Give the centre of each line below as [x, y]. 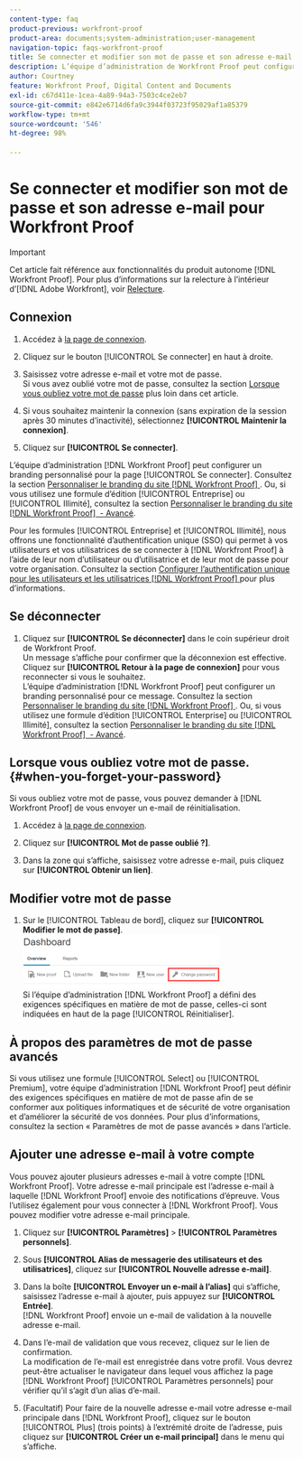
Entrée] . [38, 1305]
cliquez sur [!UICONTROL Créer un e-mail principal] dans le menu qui [153, 1436]
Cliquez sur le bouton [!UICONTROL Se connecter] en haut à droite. [147, 356]
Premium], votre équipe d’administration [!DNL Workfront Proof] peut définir [150, 1088]
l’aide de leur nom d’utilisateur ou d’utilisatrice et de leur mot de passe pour [149, 559]
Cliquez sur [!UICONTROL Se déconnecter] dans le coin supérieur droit [156, 638]
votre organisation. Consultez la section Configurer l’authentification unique [150, 568]
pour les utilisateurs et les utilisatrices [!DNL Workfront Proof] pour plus [142, 578]
